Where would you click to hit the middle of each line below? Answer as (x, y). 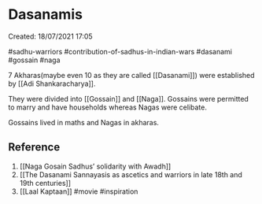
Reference (34, 147)
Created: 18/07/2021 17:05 (50, 36)
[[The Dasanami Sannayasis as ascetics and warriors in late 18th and (131, 174)
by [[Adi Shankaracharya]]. (52, 83)
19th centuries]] (45, 183)
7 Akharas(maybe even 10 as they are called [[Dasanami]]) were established (131, 75)
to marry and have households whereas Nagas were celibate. (107, 107)
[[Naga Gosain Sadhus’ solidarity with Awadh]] (95, 166)
